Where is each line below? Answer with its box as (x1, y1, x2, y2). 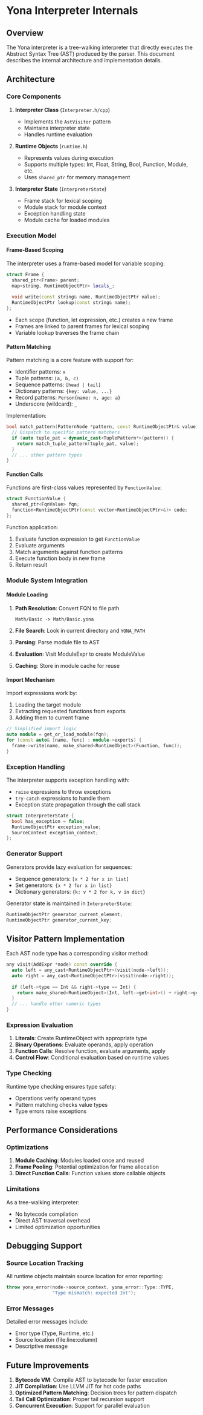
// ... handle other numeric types (11, 1001, 101, 1007)
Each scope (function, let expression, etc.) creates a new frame (14, 316, 173, 323)
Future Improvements (6, 1360, 89, 1370)
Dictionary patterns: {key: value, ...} (14, 388, 112, 395)
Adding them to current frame (14, 714, 89, 721)
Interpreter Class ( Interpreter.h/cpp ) (14, 106, 111, 113)
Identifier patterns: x (14, 368, 66, 375)
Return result (14, 561, 48, 568)
